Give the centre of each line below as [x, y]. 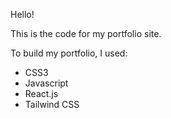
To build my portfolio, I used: [69, 53]
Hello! [22, 14]
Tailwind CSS [52, 104]
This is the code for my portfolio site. [86, 33]
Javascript [46, 83]
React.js [41, 93]
